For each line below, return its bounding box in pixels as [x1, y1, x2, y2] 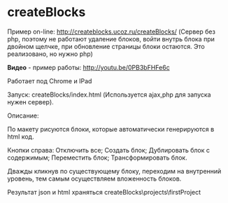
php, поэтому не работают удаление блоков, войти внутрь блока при [7, 34, 215, 43]
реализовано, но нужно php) [7, 50, 93, 58]
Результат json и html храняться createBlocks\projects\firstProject [7, 188, 201, 196]
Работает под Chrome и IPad [7, 76, 92, 85]
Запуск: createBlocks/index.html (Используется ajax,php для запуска [7, 90, 211, 99]
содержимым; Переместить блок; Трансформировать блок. [7, 153, 187, 162]
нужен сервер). [7, 97, 54, 106]
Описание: [7, 111, 39, 120]
